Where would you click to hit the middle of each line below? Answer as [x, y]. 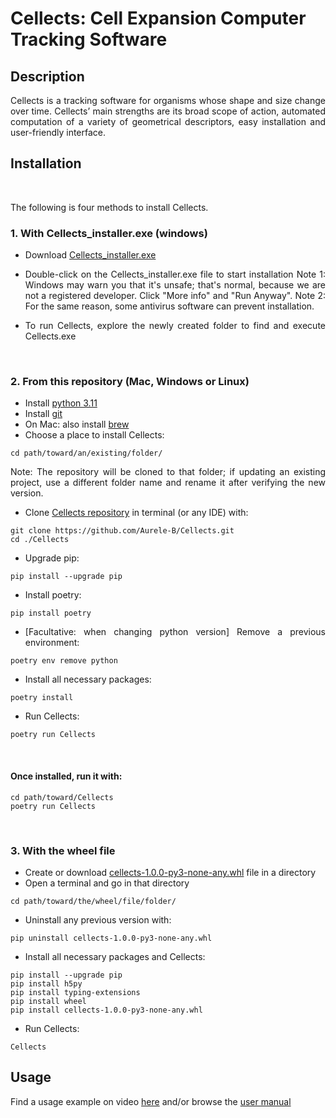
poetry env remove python [64, 661]
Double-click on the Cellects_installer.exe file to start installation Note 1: [175, 274]
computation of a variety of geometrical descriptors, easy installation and [168, 121]
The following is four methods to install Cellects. [109, 207]
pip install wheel [48, 1001]
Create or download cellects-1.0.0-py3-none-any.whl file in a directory [170, 872]
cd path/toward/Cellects [62, 797]
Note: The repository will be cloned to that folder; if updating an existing [168, 472]
